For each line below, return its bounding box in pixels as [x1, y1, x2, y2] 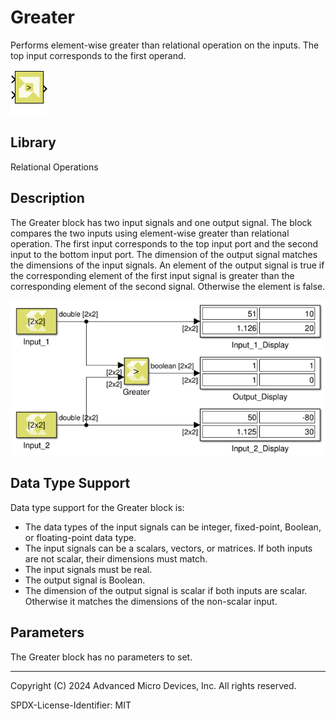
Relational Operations [10, 161, 99, 173]
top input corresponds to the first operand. [10, 49, 187, 61]
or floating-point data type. [24, 531, 137, 543]
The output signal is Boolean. [24, 574, 146, 586]
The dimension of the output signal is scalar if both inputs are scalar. [24, 584, 308, 596]
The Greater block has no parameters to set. [10, 651, 193, 663]
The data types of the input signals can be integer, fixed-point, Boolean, [24, 521, 322, 533]
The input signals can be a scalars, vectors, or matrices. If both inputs [24, 542, 313, 554]
